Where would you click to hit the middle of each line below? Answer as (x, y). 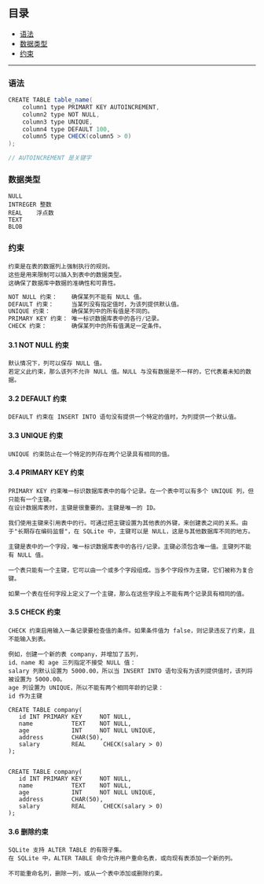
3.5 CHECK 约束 (35, 612)
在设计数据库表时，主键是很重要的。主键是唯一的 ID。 (84, 508)
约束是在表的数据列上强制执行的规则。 (61, 266)
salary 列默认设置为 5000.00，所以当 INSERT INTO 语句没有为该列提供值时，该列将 (130, 671)
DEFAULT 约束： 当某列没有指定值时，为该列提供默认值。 (95, 304)
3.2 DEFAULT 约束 (37, 398)
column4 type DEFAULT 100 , (66, 129)
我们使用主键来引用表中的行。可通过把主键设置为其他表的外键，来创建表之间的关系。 (125, 523)
